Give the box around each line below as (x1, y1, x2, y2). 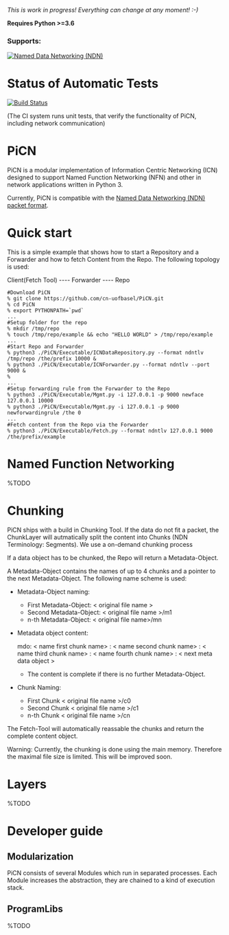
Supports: (7, 36, 42, 45)
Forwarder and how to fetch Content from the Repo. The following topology (7, 256, 220, 264)
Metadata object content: (16, 629, 89, 637)
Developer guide (7, 824, 104, 839)
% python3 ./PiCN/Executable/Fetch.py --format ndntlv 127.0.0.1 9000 (7, 427, 213, 435)
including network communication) (7, 120, 106, 128)
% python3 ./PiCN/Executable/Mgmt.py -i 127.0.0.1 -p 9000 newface (7, 392, 204, 398)
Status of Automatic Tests (7, 76, 159, 91)
